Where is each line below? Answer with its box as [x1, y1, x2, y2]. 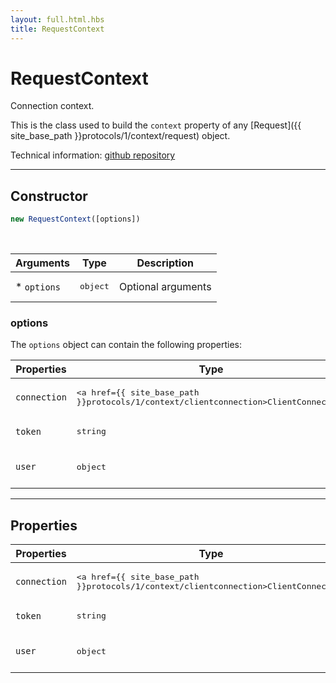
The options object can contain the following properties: [10, 339, 242, 351]
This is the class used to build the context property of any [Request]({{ [10, 119, 302, 131]
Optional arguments [118, 279, 212, 293]
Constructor [10, 187, 88, 205]
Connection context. [10, 100, 95, 112]
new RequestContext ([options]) [10, 214, 141, 225]
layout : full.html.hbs [10, 14, 105, 25]
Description [136, 256, 194, 270]
